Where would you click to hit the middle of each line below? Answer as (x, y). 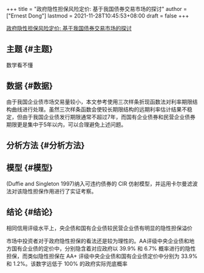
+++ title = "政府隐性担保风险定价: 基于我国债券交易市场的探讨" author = (97, 9)
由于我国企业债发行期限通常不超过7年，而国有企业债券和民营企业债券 (109, 116)
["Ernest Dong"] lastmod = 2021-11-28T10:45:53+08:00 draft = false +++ (98, 16)
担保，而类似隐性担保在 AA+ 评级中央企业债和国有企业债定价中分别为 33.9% (102, 256)
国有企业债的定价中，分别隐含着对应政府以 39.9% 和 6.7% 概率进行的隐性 (104, 248)
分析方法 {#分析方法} (46, 145)
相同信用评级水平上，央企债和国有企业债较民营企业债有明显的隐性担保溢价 (99, 228)
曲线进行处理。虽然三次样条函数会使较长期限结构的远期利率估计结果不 (99, 109)
